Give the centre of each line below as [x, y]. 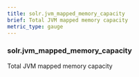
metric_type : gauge [35, 26]
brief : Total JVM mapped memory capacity [68, 20]
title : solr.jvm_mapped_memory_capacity [66, 14]
